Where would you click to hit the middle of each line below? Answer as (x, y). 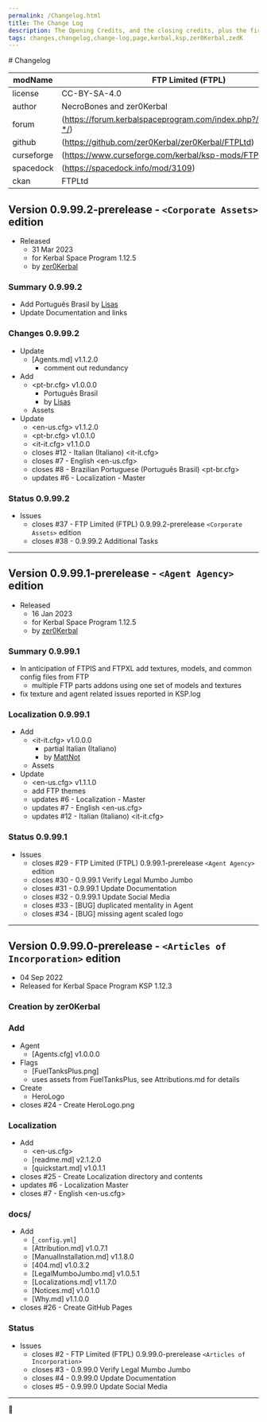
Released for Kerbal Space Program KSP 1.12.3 (96, 986)
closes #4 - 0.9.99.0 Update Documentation (104, 1377)
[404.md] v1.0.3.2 (60, 1265)
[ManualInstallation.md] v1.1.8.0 (83, 1257)
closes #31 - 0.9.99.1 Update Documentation (104, 888)
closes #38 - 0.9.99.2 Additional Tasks (95, 541)
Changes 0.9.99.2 (44, 334)
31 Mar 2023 (52, 250)
